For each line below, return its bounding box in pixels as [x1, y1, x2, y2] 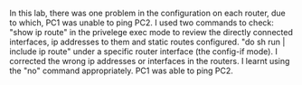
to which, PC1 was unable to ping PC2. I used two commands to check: [9, 17, 274, 28]
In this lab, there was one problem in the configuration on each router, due [9, 8, 287, 18]
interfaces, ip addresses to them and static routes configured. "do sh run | [9, 36, 286, 47]
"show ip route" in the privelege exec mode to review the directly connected [9, 27, 294, 37]
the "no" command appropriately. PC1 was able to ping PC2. [9, 65, 233, 76]
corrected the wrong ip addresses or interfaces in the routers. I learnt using [9, 56, 290, 66]
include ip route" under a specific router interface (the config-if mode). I [9, 46, 278, 57]
